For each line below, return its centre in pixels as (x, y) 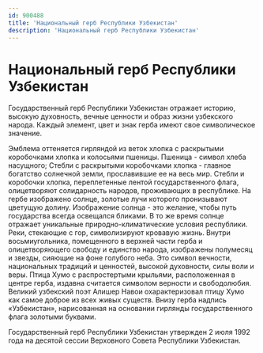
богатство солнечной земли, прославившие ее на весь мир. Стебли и (126, 174)
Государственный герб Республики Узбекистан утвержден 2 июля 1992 (130, 332)
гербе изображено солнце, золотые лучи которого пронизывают (118, 199)
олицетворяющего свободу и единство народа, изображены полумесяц (130, 249)
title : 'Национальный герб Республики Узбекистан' (93, 23)
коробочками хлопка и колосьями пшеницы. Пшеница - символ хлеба (127, 157)
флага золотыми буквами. (52, 317)
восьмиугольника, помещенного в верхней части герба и (105, 241)
